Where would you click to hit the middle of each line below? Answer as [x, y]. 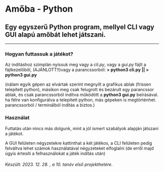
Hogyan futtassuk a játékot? [39, 54]
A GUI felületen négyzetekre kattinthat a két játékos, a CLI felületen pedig [79, 143]
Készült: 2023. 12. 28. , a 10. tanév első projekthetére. [59, 165]
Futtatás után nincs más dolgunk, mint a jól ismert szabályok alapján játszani [82, 128]
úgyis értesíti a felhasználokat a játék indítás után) [55, 153]
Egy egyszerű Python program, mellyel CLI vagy [80, 27]
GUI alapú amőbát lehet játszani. [55, 34]
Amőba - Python [39, 9]
